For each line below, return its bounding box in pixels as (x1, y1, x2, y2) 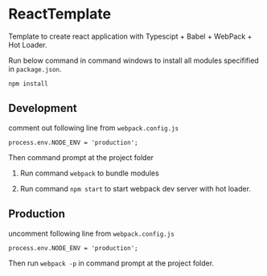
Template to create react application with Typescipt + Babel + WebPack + (8, 31, 253, 41)
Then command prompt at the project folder (8, 152, 154, 162)
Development (8, 101, 78, 115)
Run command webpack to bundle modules (19, 168, 159, 178)
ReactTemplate (8, 5, 111, 23)
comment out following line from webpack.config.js (8, 122, 179, 133)
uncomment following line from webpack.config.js (8, 229, 175, 238)
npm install (8, 80, 48, 88)
